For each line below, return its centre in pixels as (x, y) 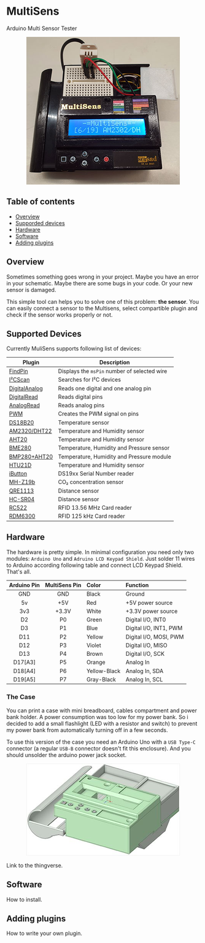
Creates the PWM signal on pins (99, 414)
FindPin (19, 371)
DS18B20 (21, 422)
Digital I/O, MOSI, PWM (155, 637)
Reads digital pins (80, 396)
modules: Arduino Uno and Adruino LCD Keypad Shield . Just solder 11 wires (101, 558)
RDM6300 (22, 516)
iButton (18, 474)
